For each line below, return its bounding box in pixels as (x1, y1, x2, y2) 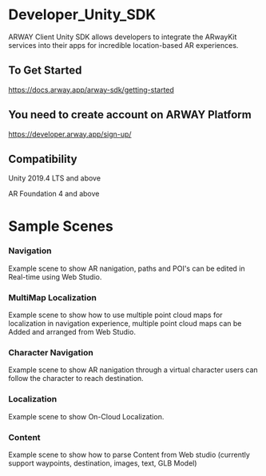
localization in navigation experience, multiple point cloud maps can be (8, 319, 242, 328)
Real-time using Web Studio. (8, 272, 102, 281)
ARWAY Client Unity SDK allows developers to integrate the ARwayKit (8, 32, 237, 42)
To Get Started (8, 64, 82, 77)
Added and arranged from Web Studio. (8, 327, 136, 337)
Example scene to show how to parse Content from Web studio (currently (8, 450, 250, 460)
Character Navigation (8, 347, 93, 359)
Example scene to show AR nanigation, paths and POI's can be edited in (8, 264, 245, 273)
